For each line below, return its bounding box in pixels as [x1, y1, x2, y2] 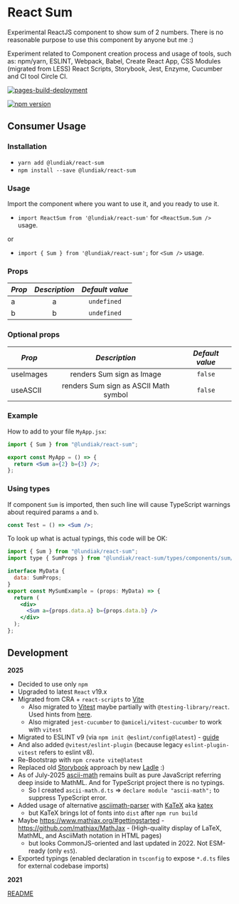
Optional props [7, 329, 60, 339]
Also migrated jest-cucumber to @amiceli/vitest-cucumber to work [28, 717, 222, 726]
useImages [11, 369, 48, 379]
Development [7, 647, 69, 659]
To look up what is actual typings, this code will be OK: [7, 534, 168, 543]
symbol [103, 389, 128, 399]
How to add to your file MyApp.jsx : [7, 427, 107, 436]
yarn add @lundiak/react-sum [17, 159, 105, 166]
